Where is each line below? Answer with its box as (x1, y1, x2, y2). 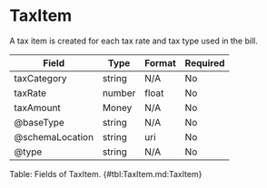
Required (184, 56, 225, 69)
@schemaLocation (14, 130, 94, 143)
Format (143, 56, 177, 69)
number (102, 87, 136, 99)
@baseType (14, 116, 65, 128)
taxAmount (14, 101, 61, 114)
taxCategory (14, 71, 67, 84)
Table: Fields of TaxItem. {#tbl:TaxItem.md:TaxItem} (9, 168, 203, 179)
